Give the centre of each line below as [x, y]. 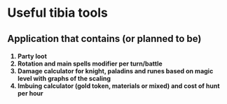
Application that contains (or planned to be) [104, 39]
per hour [30, 94]
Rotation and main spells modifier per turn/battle [90, 64]
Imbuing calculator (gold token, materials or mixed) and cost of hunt [118, 86]
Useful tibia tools [58, 13]
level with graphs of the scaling [64, 79]
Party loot [32, 57]
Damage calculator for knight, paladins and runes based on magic [115, 71]
